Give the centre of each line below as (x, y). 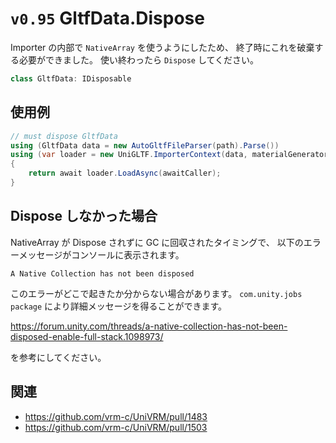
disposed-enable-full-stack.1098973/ (87, 336)
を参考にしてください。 (58, 357)
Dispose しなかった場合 (84, 216)
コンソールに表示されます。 (128, 254)
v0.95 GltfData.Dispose (107, 18)
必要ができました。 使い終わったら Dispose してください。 (139, 59)
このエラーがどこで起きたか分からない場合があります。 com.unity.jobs (156, 293)
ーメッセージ (36, 254)
